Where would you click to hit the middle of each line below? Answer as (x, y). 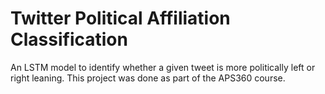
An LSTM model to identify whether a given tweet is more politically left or (163, 67)
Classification (69, 39)
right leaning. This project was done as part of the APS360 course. (148, 78)
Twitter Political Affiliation (120, 18)
